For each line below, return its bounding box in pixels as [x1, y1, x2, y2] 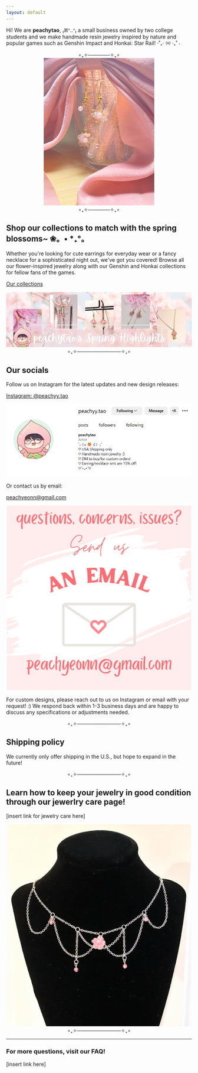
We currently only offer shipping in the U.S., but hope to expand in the [6, 753, 176, 760]
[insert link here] [6, 1061, 46, 1068]
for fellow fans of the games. [6, 269, 76, 276]
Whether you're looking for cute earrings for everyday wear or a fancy [6, 250, 177, 257]
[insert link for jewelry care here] [6, 812, 85, 820]
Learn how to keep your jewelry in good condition [6, 788, 192, 798]
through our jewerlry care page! [6, 797, 126, 807]
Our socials [6, 365, 49, 375]
